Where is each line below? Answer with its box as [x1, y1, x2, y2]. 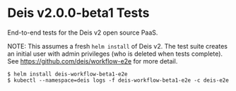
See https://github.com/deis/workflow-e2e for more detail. [7, 56, 178, 65]
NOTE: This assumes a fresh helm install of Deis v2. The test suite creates [7, 42, 228, 50]
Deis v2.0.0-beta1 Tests [7, 5, 150, 21]
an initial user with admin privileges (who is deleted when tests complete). [7, 49, 223, 58]
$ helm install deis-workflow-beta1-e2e [7, 71, 129, 78]
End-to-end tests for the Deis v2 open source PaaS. [7, 28, 158, 37]
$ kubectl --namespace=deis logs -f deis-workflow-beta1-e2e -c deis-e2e [7, 76, 230, 84]
